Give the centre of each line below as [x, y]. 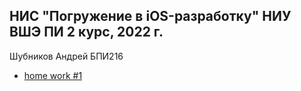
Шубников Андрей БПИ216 [66, 56]
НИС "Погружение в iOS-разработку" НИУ [150, 16]
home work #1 [53, 75]
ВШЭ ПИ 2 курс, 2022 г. [86, 32]
